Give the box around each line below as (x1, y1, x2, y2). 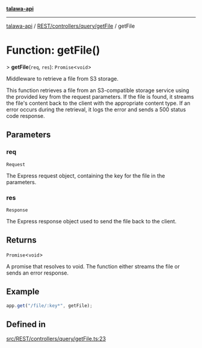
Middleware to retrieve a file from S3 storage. (6, 75, 119, 82)
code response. (6, 112, 45, 119)
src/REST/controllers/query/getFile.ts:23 (6, 335, 106, 343)
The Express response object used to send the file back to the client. (6, 217, 177, 225)
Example (6, 287, 40, 297)
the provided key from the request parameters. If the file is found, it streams (6, 93, 194, 100)
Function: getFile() (6, 43, 100, 57)
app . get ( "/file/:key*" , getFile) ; (6, 302, 93, 309)
